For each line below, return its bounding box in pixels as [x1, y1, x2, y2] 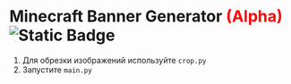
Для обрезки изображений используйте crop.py [21, 55, 207, 65]
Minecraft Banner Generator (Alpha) [9, 6, 284, 27]
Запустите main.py [21, 64, 92, 75]
